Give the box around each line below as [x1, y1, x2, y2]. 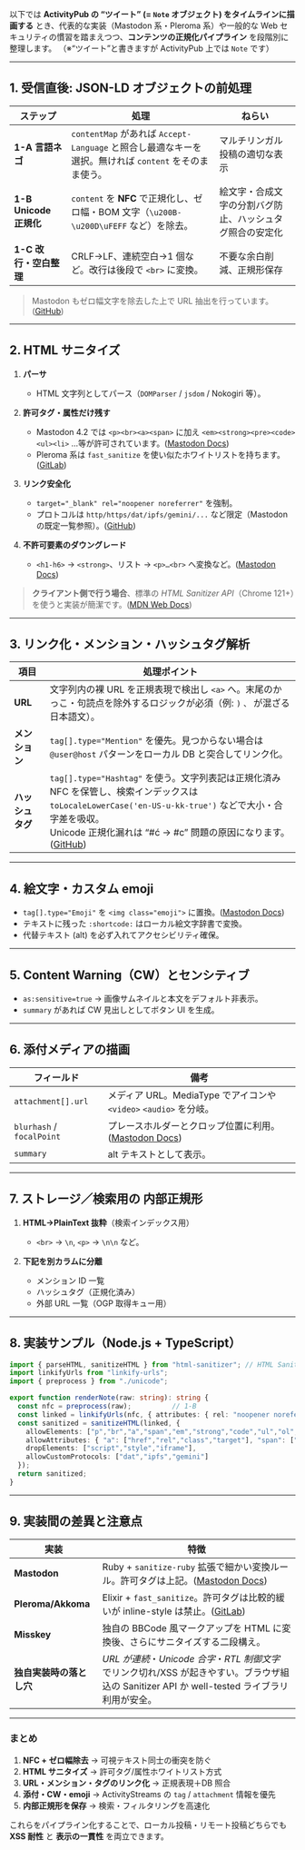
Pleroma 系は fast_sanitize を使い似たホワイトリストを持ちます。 [35, 449, 286, 460]
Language [71, 143, 109, 153]
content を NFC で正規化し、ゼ [71, 192, 203, 204]
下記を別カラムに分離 [22, 1255, 103, 1266]
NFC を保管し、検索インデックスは [49, 786, 199, 798]
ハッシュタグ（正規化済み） [35, 1286, 141, 1297]
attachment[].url [14, 1096, 89, 1106]
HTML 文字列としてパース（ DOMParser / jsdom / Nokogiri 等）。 [35, 388, 266, 399]
